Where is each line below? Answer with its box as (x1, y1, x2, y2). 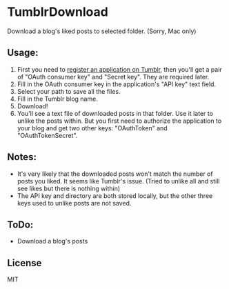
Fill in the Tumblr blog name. (17, 94, 98, 103)
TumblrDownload (7, 4, 108, 20)
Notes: (7, 151, 37, 163)
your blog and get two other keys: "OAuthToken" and (17, 123, 168, 132)
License (7, 257, 42, 269)
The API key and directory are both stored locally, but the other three (17, 191, 213, 200)
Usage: (7, 47, 39, 59)
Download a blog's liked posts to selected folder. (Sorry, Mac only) (7, 27, 197, 35)
